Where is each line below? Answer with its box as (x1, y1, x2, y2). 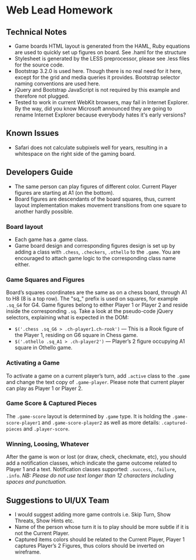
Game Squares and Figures (6, 275, 85, 284)
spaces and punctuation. (6, 478, 67, 485)
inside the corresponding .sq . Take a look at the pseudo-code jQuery (6, 308, 174, 315)
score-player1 (6, 420, 41, 426)
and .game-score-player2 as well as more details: (42, 419, 160, 426)
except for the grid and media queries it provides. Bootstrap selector (14, 74, 180, 81)
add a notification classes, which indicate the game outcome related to (6, 459, 177, 466)
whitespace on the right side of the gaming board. (14, 150, 136, 157)
